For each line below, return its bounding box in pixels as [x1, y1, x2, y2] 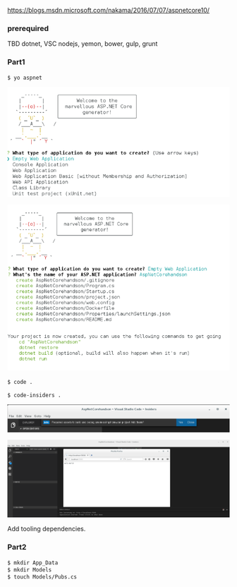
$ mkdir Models [7, 566, 52, 574]
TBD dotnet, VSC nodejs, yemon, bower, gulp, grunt [7, 40, 158, 48]
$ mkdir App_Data [7, 559, 59, 567]
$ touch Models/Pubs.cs [7, 573, 78, 581]
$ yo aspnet [7, 74, 42, 81]
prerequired [7, 23, 49, 33]
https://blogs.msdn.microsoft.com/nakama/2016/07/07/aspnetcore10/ [7, 6, 210, 14]
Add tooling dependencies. [7, 525, 86, 533]
